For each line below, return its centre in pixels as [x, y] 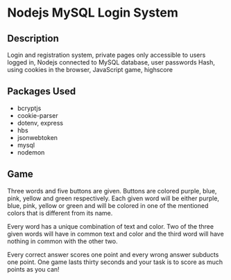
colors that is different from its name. [60, 213]
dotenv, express [40, 123]
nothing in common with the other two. [62, 241]
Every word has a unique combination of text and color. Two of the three [110, 226]
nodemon [31, 152]
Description [33, 38]
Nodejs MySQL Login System [93, 13]
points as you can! [34, 269]
